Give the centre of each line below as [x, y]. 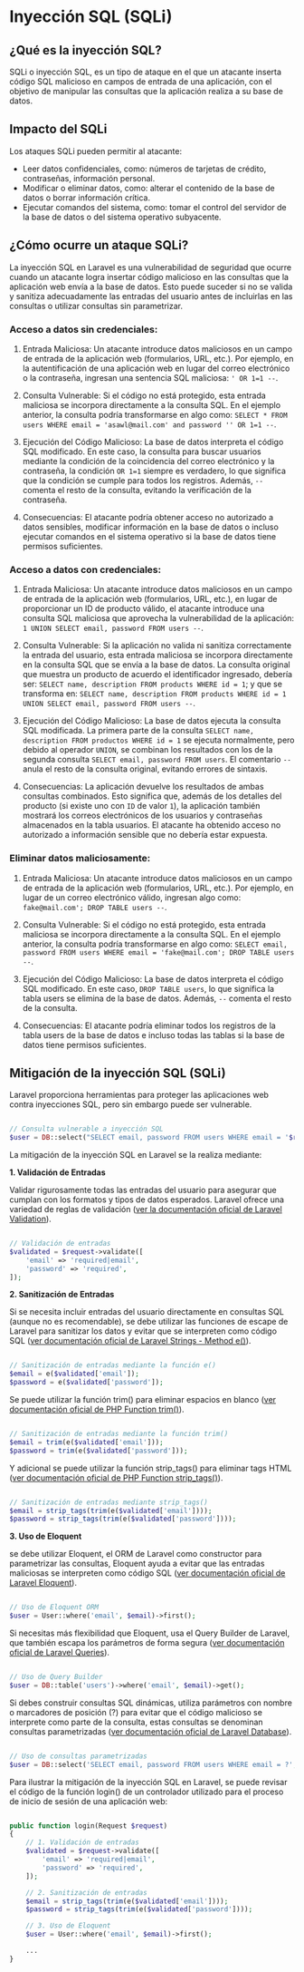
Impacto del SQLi [58, 129]
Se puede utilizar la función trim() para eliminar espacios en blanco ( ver [143, 1400]
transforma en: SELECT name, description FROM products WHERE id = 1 [154, 694]
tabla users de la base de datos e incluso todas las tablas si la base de [153, 1035]
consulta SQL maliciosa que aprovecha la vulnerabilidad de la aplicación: [158, 618]
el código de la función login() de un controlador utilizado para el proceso [147, 1792]
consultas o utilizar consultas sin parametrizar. [96, 306]
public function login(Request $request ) [89, 1826]
